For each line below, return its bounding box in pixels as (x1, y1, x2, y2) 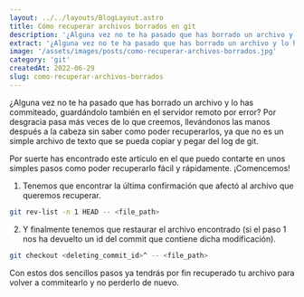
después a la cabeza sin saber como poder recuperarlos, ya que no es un (9, 126, 284, 137)
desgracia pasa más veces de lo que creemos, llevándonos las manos (9, 116, 271, 127)
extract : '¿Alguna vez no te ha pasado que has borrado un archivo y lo (9, 38, 290, 48)
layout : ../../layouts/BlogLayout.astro (9, 13, 165, 23)
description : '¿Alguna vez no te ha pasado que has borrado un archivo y (9, 30, 294, 39)
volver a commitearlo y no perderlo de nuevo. (9, 277, 179, 288)
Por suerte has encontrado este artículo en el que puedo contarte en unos (9, 153, 286, 164)
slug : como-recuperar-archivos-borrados (9, 72, 165, 81)
